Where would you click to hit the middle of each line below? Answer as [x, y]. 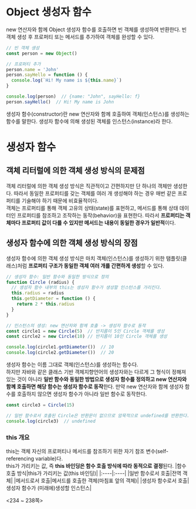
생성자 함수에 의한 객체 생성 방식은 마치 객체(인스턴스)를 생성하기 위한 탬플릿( [94, 258]
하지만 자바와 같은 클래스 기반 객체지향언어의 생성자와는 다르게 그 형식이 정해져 [96, 372]
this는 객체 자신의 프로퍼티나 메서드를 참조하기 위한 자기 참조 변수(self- [87, 451]
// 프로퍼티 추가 [23, 64]
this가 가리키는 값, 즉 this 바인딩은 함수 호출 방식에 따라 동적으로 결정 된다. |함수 [96, 466]
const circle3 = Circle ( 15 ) [40, 405]
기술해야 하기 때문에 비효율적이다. [60, 200]
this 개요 [18, 437]
